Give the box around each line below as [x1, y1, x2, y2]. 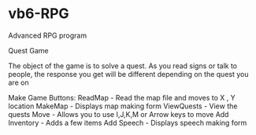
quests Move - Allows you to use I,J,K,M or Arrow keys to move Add [8, 109, 229, 119]
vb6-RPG [8, 5, 69, 23]
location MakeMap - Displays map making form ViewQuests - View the [8, 101, 238, 111]
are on [8, 78, 29, 87]
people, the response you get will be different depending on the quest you [8, 69, 249, 78]
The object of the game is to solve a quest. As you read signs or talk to [8, 60, 238, 71]
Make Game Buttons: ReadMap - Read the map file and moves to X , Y [8, 93, 236, 102]
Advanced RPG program [8, 31, 87, 40]
